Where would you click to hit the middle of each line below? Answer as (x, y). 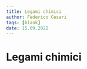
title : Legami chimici (34, 11)
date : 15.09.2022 (27, 28)
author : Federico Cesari (36, 17)
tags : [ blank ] (24, 22)
